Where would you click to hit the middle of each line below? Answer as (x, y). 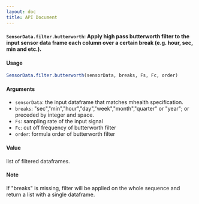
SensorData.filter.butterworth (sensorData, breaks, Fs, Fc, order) (92, 75)
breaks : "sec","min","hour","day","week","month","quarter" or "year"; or (102, 109)
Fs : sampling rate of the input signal (59, 121)
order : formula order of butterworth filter (65, 134)
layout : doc (21, 12)
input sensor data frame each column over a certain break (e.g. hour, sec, (99, 43)
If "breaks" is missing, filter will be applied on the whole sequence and (93, 188)
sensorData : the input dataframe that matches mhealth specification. (99, 102)
